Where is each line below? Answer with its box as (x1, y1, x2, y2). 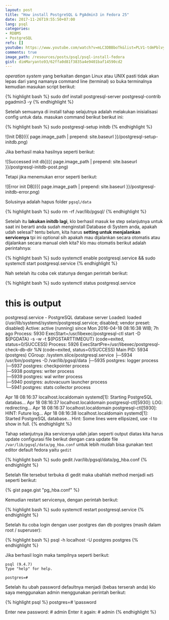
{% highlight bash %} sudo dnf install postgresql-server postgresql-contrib (5, 94, 161, 100)
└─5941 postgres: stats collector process (5, 384, 91, 390)
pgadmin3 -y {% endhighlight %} (5, 99, 74, 105)
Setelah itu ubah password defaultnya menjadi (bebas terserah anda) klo (5, 584, 156, 590)
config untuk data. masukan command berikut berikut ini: (5, 114, 124, 120)
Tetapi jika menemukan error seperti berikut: (5, 174, 98, 180)
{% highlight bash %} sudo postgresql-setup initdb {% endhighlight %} (5, 124, 152, 130)
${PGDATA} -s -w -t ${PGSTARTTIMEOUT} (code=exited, (5, 336, 125, 342)
